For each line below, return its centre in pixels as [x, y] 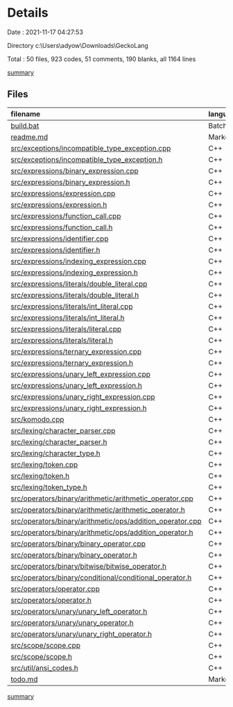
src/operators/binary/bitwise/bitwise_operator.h [88, 566]
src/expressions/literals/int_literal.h [68, 318]
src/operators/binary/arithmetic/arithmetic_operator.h [98, 510]
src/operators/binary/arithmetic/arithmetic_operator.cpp [102, 498]
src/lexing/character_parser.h [59, 441]
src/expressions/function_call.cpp [66, 216]
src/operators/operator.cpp [55, 589]
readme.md [29, 137]
